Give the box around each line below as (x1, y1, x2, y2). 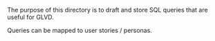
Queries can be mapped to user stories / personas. (7, 27, 152, 34)
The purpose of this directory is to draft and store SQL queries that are (7, 6, 209, 14)
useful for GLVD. (7, 13, 54, 21)
